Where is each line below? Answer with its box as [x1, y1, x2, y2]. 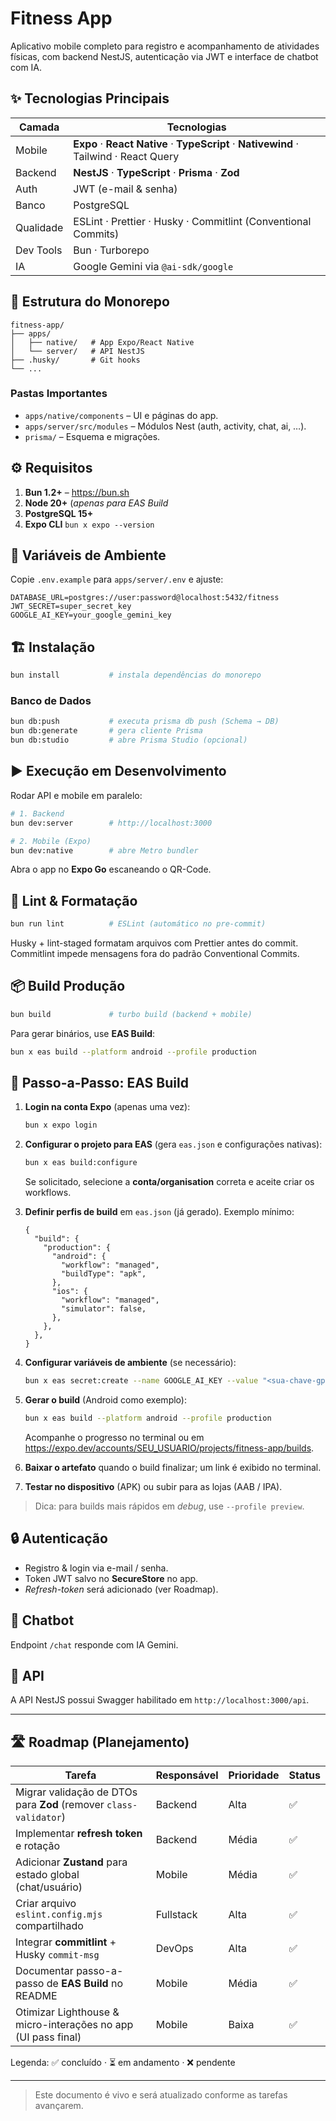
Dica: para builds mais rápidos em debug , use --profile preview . [34, 1500, 305, 1512]
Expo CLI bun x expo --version [24, 518, 155, 530]
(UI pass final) [15, 2030, 82, 2044]
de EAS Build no [46, 1977, 123, 1991]
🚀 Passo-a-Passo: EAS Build [10, 1075, 189, 1092]
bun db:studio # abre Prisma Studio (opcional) [10, 735, 248, 746]
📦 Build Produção [10, 978, 126, 995]
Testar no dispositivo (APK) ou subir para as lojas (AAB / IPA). [24, 1480, 283, 1492]
